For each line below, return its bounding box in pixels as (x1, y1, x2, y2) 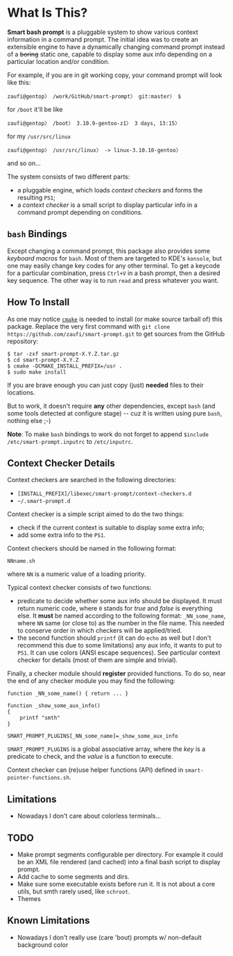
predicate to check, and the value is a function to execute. (7, 752, 173, 761)
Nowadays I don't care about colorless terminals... (17, 811, 162, 821)
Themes (17, 895, 42, 903)
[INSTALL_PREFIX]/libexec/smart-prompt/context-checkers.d (17, 491, 192, 497)
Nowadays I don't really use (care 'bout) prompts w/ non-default (17, 933, 202, 941)
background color (17, 940, 69, 949)
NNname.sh (7, 558, 36, 565)
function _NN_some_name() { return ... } (7, 690, 129, 698)
